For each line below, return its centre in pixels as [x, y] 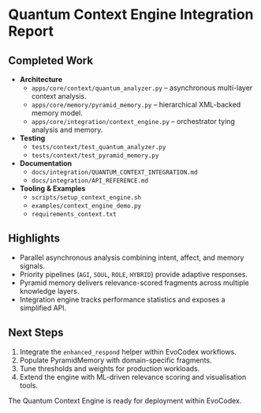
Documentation [46, 163]
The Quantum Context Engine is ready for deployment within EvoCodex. [125, 400]
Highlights [34, 238]
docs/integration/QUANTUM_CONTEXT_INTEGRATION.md [115, 172]
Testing [32, 138]
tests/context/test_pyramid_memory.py [95, 156]
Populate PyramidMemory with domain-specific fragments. [116, 360]
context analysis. [59, 96]
